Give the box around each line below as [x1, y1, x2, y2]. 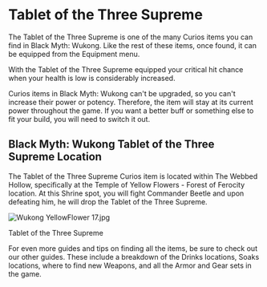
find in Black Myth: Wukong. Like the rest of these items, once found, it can [8, 40, 257, 50]
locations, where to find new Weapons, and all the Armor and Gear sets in [8, 261, 252, 270]
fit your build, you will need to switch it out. [8, 114, 151, 123]
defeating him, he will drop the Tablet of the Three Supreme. [8, 196, 208, 206]
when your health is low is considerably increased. [8, 73, 176, 83]
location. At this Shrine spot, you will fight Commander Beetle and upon [8, 188, 245, 198]
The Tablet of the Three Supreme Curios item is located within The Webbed [8, 171, 258, 181]
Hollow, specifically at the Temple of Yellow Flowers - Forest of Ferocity [8, 180, 245, 189]
